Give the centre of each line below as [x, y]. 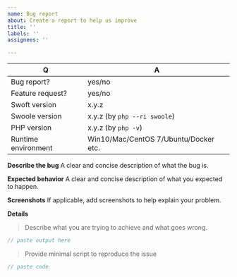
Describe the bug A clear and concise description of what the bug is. [108, 166]
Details [18, 214]
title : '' [22, 27]
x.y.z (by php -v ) [115, 128]
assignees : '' [28, 40]
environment [32, 148]
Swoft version [34, 105]
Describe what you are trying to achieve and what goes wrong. [116, 228]
